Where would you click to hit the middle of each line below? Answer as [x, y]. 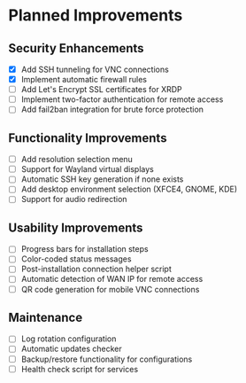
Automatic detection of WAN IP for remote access [112, 279]
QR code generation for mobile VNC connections [110, 289]
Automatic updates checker [72, 349]
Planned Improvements [96, 16]
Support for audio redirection [74, 199]
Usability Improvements [76, 227]
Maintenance [46, 317]
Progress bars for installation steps [85, 249]
